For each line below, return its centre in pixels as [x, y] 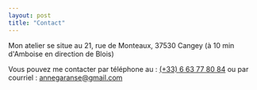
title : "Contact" [37, 23]
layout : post [30, 15]
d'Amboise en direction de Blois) [61, 54]
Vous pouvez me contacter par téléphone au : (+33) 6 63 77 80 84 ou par [128, 69]
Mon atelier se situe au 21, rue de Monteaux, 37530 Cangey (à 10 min [121, 45]
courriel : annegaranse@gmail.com [65, 77]
